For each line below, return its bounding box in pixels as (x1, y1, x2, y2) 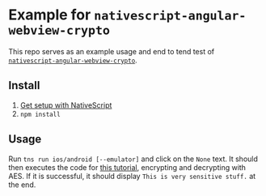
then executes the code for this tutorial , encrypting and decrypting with (8, 162, 247, 172)
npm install (19, 110, 61, 118)
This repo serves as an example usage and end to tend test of (8, 46, 215, 56)
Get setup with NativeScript (19, 100, 112, 110)
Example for (8, 6, 91, 24)
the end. (8, 180, 36, 190)
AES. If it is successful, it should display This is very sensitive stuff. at (8, 171, 256, 181)
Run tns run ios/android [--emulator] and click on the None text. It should (8, 154, 259, 164)
